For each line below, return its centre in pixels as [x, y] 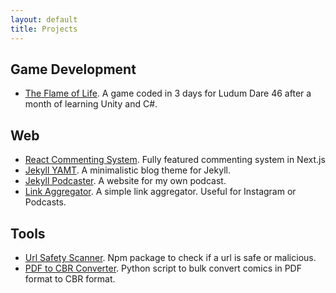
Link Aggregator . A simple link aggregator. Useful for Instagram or [160, 192]
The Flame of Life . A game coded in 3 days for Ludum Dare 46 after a [168, 93]
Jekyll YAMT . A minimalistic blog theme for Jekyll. [127, 170]
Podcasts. [45, 202]
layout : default [44, 19]
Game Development [73, 69]
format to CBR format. [70, 278]
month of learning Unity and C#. [91, 104]
